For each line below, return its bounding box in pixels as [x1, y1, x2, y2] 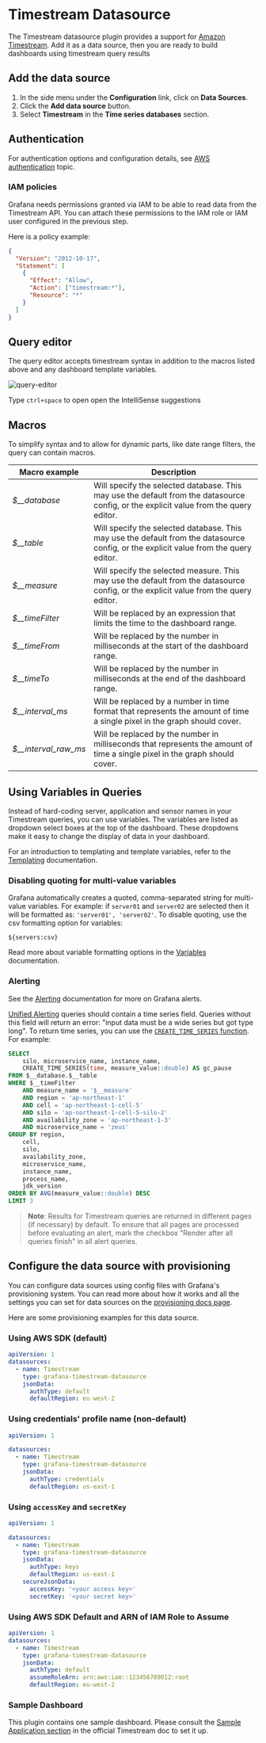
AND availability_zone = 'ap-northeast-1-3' [22, 1116, 172, 1124]
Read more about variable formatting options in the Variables [8, 948, 207, 957]
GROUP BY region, [8, 1131, 66, 1138]
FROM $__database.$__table [8, 1072, 97, 1080]
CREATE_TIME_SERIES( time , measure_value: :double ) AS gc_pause [22, 1064, 232, 1073]
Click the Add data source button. [19, 101, 131, 110]
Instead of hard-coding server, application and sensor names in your [8, 807, 232, 816]
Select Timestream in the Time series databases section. [19, 109, 210, 119]
